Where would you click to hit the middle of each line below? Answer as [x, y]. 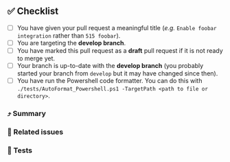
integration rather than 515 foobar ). [69, 35]
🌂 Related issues [35, 132]
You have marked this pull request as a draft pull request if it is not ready [120, 50]
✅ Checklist [33, 11]
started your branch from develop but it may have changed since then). [117, 73]
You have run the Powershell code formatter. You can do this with [110, 81]
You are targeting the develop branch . [71, 43]
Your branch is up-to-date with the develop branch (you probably [110, 66]
